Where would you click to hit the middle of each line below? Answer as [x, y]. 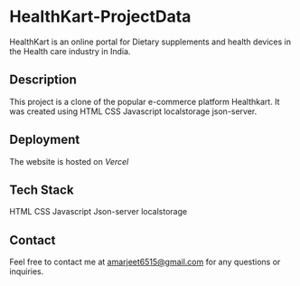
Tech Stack [42, 190]
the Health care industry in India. [70, 51]
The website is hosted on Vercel [69, 161]
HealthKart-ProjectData [100, 17]
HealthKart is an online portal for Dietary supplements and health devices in [150, 42]
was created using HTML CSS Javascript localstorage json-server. [133, 111]
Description [43, 80]
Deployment [45, 140]
